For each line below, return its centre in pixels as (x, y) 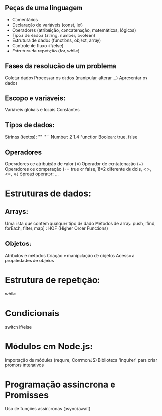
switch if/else (18, 327)
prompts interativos (24, 365)
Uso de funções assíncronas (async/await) (48, 408)
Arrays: (16, 212)
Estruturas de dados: (48, 194)
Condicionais (32, 313)
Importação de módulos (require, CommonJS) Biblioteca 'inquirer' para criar (81, 360)
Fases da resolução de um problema (61, 66)
